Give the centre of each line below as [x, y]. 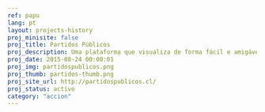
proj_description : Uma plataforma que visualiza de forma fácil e [119, 52]
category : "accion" [40, 96]
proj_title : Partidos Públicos [59, 45]
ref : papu [24, 15]
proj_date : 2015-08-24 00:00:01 [61, 60]
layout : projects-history [50, 30]
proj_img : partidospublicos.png [61, 67]
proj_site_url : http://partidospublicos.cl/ [82, 81]
